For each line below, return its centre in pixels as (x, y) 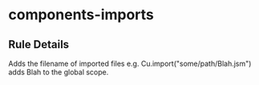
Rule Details (39, 45)
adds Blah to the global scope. (59, 72)
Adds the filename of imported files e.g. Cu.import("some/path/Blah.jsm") (130, 63)
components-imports (81, 15)
